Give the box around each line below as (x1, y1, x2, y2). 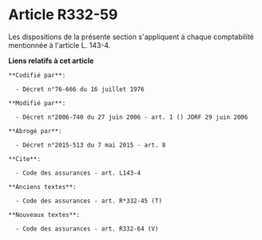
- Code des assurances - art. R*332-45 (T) (15, 197, 162, 205)
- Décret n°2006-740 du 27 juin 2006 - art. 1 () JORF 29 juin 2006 (15, 113, 248, 121)
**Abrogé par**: (8, 127, 62, 135)
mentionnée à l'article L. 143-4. (8, 40, 111, 49)
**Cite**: (8, 155, 42, 163)
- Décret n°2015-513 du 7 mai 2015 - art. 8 (15, 141, 166, 149)
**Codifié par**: (8, 71, 66, 79)
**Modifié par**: (8, 99, 66, 107)
